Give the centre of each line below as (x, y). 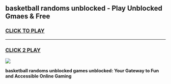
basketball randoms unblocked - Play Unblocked (84, 8)
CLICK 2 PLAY (23, 50)
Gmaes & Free (28, 17)
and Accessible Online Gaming (38, 76)
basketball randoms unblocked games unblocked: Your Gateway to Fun (82, 70)
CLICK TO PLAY (25, 31)
